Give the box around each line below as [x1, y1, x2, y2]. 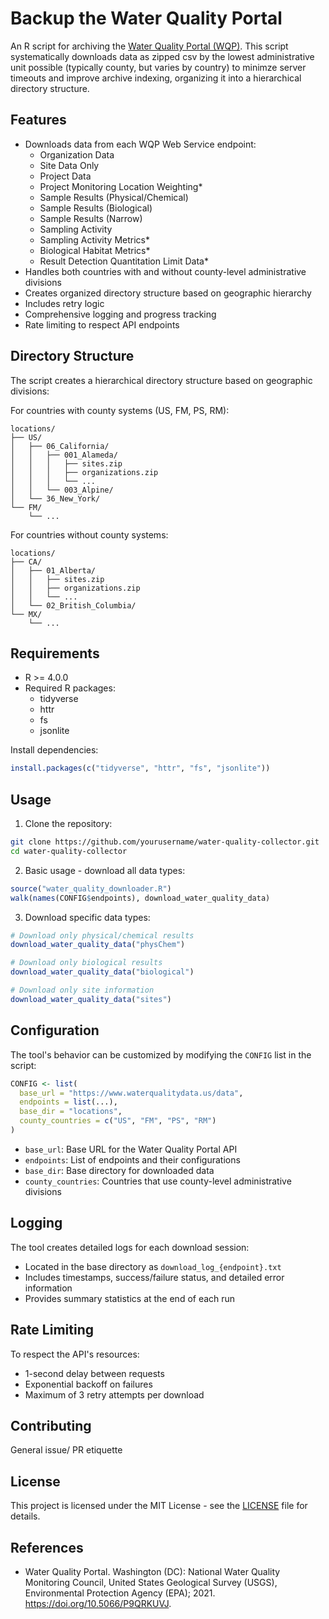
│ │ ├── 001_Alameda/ [10, 450, 118, 460]
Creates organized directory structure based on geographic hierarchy [24, 287, 312, 299]
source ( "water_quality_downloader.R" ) [10, 883, 172, 894]
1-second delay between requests [24, 1367, 165, 1379]
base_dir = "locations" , [19, 1107, 123, 1117]
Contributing [10, 1417, 92, 1434]
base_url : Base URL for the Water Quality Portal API [24, 1143, 238, 1155]
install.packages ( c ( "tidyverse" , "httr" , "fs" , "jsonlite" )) [10, 763, 271, 774]
